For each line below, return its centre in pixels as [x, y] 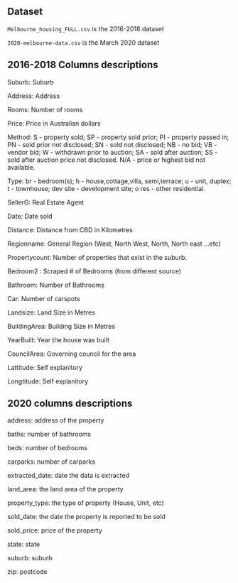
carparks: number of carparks [52, 462]
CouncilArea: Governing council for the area [72, 354]
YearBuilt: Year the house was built [59, 339]
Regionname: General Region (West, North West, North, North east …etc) [114, 244]
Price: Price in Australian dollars [54, 123]
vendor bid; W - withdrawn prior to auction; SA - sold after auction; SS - [113, 152]
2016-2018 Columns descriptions [83, 65]
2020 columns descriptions [70, 404]
